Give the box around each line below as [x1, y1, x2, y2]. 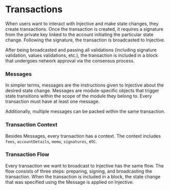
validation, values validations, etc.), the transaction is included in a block [5, 52, 158, 58]
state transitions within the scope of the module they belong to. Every [5, 93, 152, 99]
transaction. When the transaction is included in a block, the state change [5, 173, 161, 180]
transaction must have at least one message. [5, 98, 100, 104]
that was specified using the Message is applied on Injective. [5, 179, 134, 185]
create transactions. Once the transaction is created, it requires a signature [5, 26, 164, 32]
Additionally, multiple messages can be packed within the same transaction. [5, 109, 165, 115]
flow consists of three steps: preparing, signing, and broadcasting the [5, 168, 153, 174]
